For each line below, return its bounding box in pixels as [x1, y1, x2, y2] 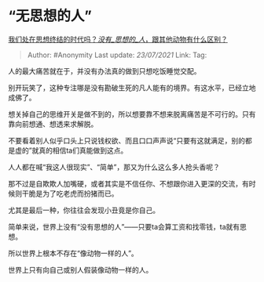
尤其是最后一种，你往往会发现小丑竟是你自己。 [8, 205, 159, 215]
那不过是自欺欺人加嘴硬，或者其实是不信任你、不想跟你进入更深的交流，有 [8, 179, 249, 188]
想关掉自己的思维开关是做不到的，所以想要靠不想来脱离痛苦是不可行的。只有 [8, 109, 256, 118]
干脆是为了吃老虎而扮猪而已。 [21, 189, 119, 198]
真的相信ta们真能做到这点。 [38, 146, 128, 155]
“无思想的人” [8, 7, 93, 25]
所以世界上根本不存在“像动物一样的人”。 [8, 248, 139, 258]
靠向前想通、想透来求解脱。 [8, 119, 98, 128]
